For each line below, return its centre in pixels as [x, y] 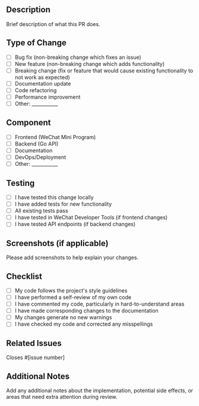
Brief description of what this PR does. [53, 24]
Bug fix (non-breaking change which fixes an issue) [78, 57]
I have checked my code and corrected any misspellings [84, 324]
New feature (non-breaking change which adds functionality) [90, 64]
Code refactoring [36, 90]
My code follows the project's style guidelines [71, 290]
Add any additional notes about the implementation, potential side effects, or [100, 390]
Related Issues [34, 343]
